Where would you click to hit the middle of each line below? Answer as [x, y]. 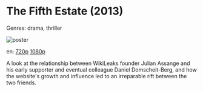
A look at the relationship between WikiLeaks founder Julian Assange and [98, 63]
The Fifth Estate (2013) [65, 11]
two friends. [21, 83]
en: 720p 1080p [26, 51]
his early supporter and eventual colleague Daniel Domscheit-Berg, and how [101, 69]
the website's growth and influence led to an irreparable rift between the [97, 76]
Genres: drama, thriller [34, 28]
